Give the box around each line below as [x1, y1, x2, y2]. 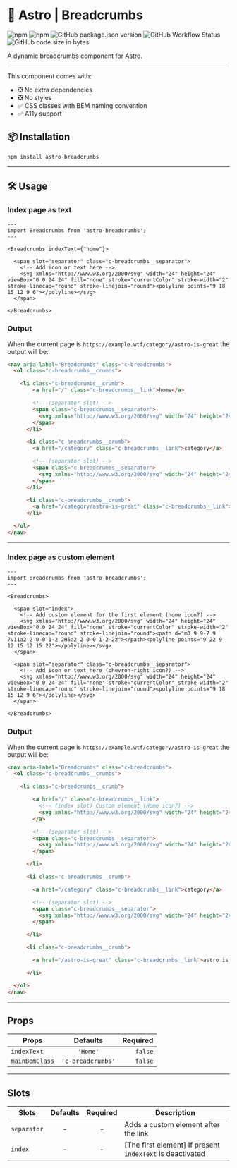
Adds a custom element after [124, 1120, 220, 1130]
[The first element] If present [124, 1140, 220, 1150]
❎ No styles [17, 93, 52, 102]
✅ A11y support [17, 109, 62, 118]
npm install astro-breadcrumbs [7, 153, 99, 160]
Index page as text [7, 205, 72, 214]
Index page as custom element [7, 552, 115, 562]
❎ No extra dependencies [17, 85, 93, 94]
